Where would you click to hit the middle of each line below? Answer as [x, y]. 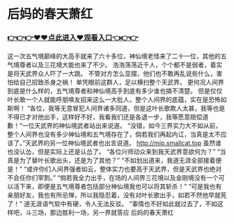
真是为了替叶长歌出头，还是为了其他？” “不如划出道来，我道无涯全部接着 [111, 160]
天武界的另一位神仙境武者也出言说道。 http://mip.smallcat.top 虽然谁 [123, 143]
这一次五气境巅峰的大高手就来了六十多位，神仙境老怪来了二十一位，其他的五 [117, 56]
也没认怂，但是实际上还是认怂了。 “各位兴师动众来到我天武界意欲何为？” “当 [117, 152]
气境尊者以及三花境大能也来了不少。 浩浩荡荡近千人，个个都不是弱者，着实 [115, 65]
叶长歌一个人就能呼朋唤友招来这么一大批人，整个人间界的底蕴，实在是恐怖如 [117, 100]
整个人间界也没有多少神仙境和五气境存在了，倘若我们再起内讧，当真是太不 [114, 134]
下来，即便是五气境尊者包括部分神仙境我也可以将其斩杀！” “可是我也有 [120, 187]
